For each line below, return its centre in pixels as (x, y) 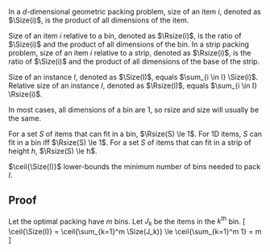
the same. (25, 118)
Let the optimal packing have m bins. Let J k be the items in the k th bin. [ (127, 221)
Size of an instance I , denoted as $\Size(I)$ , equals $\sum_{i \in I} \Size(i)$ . (133, 77)
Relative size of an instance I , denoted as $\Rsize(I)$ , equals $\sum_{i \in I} (133, 85)
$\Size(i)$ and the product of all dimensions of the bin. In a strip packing (129, 44)
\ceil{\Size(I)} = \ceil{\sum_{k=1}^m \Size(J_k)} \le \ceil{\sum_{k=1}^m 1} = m (135, 232)
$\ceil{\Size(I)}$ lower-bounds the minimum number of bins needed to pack (135, 167)
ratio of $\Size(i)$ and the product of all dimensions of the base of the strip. (134, 61)
